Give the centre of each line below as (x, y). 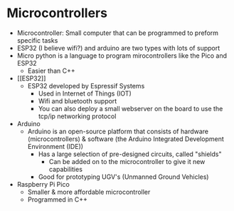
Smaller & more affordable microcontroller (89, 192)
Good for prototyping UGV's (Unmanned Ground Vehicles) (123, 177)
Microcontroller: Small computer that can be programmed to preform (117, 33)
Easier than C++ (51, 71)
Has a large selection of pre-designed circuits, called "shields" (130, 154)
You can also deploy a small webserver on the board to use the (131, 108)
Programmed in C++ (58, 199)
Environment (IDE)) (55, 146)
